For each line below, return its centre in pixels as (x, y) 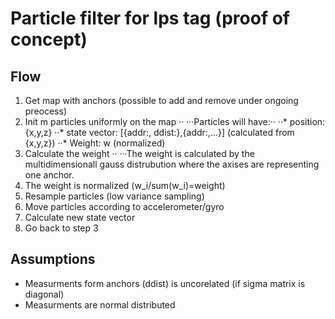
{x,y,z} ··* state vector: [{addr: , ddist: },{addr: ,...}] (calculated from (159, 132)
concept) (49, 39)
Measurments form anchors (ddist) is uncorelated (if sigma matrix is (165, 283)
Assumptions (53, 259)
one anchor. (49, 175)
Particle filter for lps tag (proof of (150, 18)
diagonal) (44, 294)
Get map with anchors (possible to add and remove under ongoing (161, 100)
